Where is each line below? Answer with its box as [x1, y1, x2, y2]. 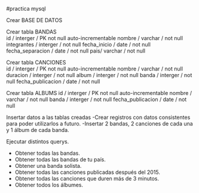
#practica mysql [6, 5, 46, 12]
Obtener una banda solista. [14, 163, 82, 169]
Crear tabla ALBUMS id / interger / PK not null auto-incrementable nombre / [6, 90, 192, 96]
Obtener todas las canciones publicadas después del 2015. [14, 169, 160, 176]
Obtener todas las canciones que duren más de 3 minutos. [14, 175, 160, 182]
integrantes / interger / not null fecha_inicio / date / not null [6, 41, 151, 48]
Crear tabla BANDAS [6, 28, 57, 35]
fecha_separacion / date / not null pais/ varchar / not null [6, 47, 145, 54]
